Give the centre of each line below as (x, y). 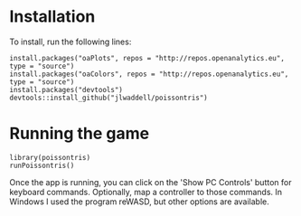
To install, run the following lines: (71, 42)
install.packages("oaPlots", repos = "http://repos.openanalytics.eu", (147, 58)
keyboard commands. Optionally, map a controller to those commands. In (146, 192)
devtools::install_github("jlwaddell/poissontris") (108, 98)
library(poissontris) (50, 157)
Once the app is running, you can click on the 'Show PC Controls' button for (150, 182)
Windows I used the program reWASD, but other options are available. (139, 202)
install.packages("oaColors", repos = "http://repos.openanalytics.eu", (149, 74)
